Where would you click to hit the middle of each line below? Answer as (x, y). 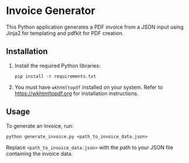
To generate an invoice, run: (40, 126)
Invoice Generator (51, 11)
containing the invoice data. (39, 154)
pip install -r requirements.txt (55, 76)
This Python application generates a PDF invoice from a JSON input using (95, 27)
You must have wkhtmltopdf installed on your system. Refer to (89, 87)
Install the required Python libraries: (57, 65)
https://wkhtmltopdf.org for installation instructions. (76, 93)
